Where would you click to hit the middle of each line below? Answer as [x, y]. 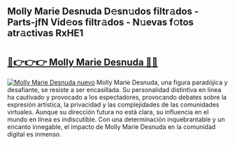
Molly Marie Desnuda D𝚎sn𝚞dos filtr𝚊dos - [103, 12]
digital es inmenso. [34, 134]
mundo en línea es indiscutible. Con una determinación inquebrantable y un [116, 119]
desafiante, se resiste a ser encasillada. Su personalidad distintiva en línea [114, 90]
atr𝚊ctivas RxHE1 [45, 33]
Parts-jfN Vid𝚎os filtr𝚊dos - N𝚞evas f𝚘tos [101, 23]
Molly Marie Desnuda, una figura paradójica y [162, 82]
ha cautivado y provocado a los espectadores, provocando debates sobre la [117, 97]
